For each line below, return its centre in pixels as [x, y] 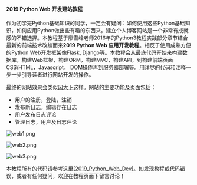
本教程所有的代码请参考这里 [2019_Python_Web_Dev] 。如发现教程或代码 [93, 169]
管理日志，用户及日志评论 [46, 122]
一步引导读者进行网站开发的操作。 [52, 75]
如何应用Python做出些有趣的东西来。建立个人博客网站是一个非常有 [97, 31]
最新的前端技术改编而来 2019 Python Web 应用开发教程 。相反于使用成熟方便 [99, 45]
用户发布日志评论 [35, 114]
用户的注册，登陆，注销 [43, 100]
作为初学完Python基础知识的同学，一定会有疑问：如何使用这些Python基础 [96, 23]
